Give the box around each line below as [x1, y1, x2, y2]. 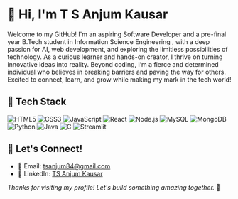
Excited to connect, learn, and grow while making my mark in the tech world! [7, 75, 232, 84]
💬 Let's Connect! [7, 143, 83, 155]
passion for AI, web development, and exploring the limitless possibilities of [7, 45, 229, 53]
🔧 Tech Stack [7, 96, 67, 108]
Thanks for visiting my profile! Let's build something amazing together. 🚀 [7, 183, 221, 191]
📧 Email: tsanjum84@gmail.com [17, 161, 111, 170]
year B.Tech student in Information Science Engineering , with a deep [7, 37, 210, 45]
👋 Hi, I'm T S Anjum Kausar [7, 6, 168, 23]
